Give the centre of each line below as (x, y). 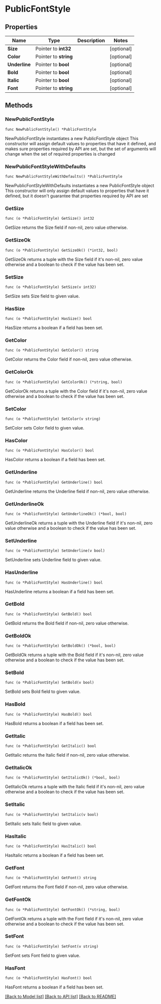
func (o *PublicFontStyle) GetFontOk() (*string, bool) (63, 910)
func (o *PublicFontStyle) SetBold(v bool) (50, 683)
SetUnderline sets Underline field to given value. (53, 560)
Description (91, 41)
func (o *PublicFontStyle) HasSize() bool (48, 319)
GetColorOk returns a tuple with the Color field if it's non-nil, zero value (76, 391)
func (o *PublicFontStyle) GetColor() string (52, 350)
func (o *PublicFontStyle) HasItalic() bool (51, 846)
